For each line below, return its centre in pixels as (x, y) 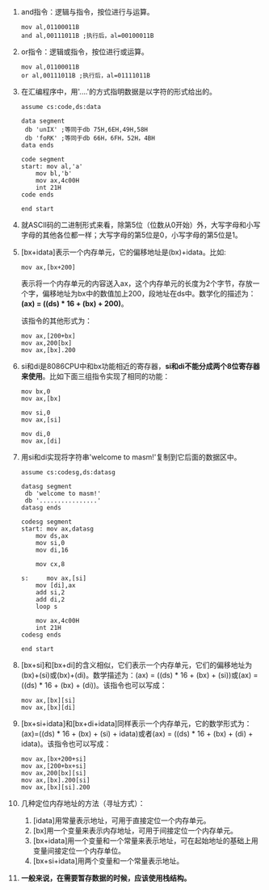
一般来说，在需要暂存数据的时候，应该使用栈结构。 (106, 878)
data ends (38, 145)
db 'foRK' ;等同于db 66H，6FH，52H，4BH (90, 138)
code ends (38, 195)
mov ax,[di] (41, 441)
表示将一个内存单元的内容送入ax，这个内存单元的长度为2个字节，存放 (137, 283)
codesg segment (46, 522)
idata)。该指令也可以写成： (66, 744)
